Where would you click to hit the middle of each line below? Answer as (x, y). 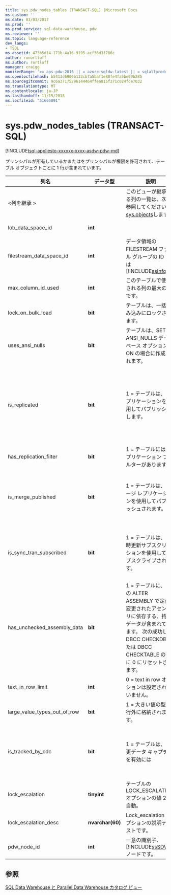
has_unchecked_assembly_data (46, 627)
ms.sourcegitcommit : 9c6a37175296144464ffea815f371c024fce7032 (74, 81)
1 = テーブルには (146, 449)
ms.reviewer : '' (22, 34)
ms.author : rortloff (27, 62)
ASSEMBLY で (143, 601)
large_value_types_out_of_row (44, 712)
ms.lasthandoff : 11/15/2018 (35, 96)
